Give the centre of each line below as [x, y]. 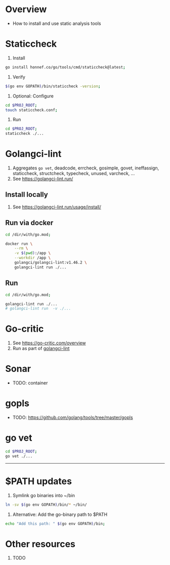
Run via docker [29, 223]
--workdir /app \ [33, 258]
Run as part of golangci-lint [41, 348]
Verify [19, 77]
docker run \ [19, 244]
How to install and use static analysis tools [57, 23]
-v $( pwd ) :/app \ [33, 253]
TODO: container [30, 383]
